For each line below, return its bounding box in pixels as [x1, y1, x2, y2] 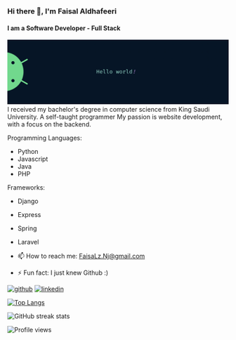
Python [17, 148, 39, 156]
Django [17, 197, 39, 206]
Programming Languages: [7, 133, 82, 143]
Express [17, 211, 41, 219]
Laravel [17, 238, 39, 247]
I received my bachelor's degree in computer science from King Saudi [7, 105, 210, 114]
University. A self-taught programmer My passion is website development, [7, 112, 223, 122]
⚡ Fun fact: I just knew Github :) [17, 268, 109, 277]
